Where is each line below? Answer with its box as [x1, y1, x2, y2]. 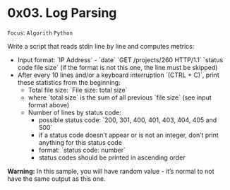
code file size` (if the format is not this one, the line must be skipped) [17, 63, 218, 71]
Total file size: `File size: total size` [28, 85, 128, 94]
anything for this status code [38, 138, 122, 146]
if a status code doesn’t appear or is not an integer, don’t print [38, 131, 219, 139]
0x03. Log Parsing [7, 5, 117, 21]
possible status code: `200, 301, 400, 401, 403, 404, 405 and [38, 115, 217, 124]
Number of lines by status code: [28, 108, 122, 117]
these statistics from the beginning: [17, 78, 121, 86]
